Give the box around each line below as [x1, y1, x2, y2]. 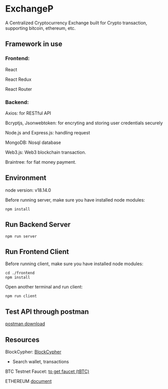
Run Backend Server [5, 220, 71, 229]
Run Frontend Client [5, 247, 69, 256]
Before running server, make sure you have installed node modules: [5, 197, 145, 203]
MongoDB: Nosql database [5, 139, 61, 145]
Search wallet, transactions [12, 358, 69, 364]
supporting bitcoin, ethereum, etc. [5, 25, 76, 31]
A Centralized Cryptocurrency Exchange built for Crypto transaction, [5, 20, 147, 26]
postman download [5, 321, 45, 327]
